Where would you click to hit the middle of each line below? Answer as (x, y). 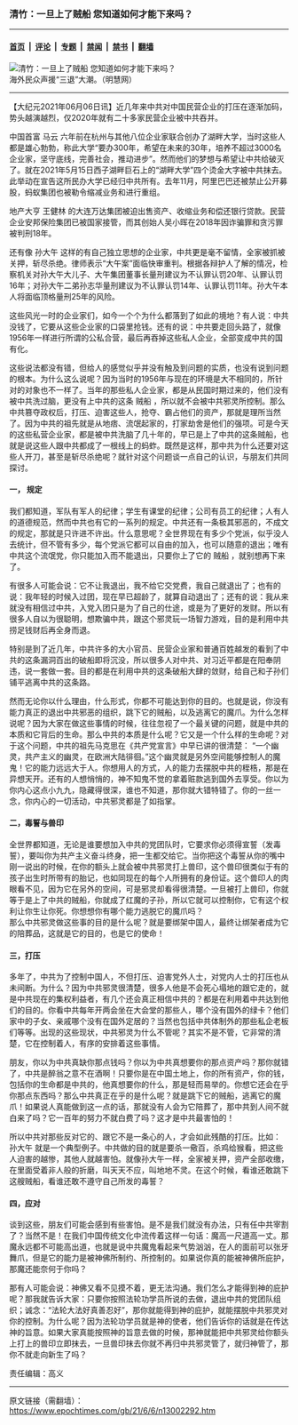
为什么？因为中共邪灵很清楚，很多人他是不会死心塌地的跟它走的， (160, 988)
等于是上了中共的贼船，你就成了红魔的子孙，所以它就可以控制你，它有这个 (145, 900)
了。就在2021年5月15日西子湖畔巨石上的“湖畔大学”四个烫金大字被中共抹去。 (148, 170)
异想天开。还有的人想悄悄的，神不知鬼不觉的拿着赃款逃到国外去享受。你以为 (149, 779)
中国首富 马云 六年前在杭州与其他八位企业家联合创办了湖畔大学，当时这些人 (147, 136)
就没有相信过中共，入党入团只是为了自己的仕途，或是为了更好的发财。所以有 (149, 607)
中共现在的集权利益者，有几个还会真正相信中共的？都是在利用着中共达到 (149, 999)
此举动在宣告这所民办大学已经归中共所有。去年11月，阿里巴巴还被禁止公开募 (149, 180)
